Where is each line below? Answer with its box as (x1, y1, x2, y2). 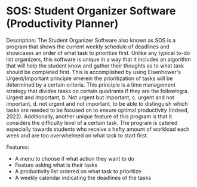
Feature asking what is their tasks (14, 161, 98, 168)
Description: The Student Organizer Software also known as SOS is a (6, 36, 176, 44)
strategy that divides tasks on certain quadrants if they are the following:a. (6, 87, 189, 94)
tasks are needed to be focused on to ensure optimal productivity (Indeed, (6, 106, 189, 114)
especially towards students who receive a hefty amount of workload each (6, 125, 190, 133)
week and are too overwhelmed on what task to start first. (6, 131, 149, 139)
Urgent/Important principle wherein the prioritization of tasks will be (6, 75, 173, 82)
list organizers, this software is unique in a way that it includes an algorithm (6, 56, 191, 63)
